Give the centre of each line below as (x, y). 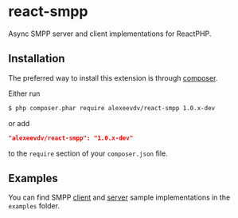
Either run (24, 93)
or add (19, 123)
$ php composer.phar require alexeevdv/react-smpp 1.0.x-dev (112, 108)
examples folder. (34, 206)
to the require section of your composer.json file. (88, 153)
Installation (37, 59)
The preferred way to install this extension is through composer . (113, 77)
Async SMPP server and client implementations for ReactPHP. (110, 34)
